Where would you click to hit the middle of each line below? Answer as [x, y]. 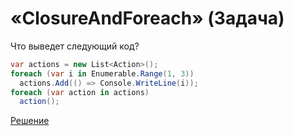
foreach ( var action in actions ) [80, 92]
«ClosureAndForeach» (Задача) [147, 18]
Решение [30, 121]
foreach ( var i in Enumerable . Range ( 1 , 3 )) [102, 73]
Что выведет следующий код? [75, 46]
